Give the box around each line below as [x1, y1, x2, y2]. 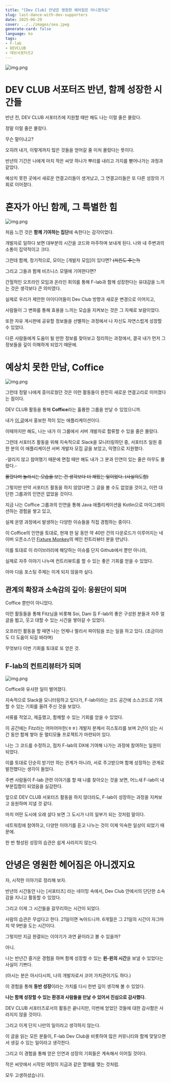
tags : [5, 36, 17, 41]
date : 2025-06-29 [5, 17, 42, 22]
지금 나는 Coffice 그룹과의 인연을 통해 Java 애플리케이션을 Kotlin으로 [5, 502, 143, 508]
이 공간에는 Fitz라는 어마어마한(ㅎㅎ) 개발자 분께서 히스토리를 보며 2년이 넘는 [5, 725, 158, 731]
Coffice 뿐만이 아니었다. [5, 600, 54, 606]
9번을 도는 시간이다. [16, 922, 56, 929]
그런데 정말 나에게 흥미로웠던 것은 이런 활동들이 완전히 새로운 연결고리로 [5, 389, 149, 395]
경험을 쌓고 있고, [18, 508, 52, 514]
